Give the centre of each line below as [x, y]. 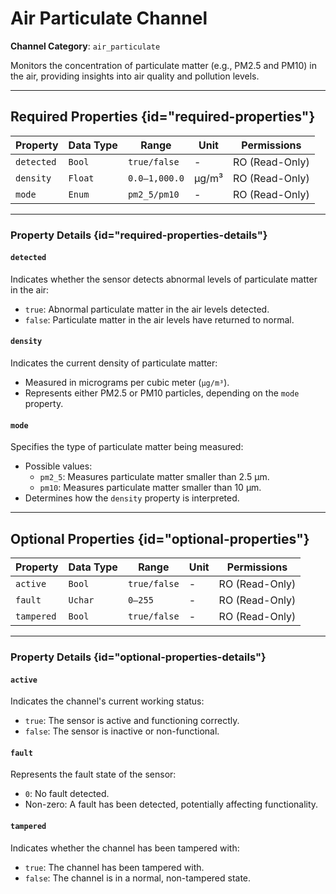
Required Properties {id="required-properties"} [163, 117]
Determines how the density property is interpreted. [132, 498]
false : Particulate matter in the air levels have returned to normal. [159, 319]
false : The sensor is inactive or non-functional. [122, 731]
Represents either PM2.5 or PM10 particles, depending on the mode [162, 393]
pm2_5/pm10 [153, 194]
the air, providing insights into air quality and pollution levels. [135, 76]
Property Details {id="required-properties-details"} [139, 235]
